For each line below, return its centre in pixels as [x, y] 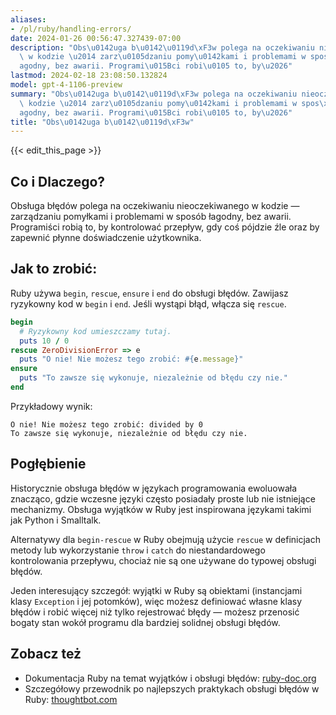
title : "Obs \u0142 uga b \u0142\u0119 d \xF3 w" [102, 122]
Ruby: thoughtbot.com [71, 699]
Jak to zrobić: [54, 269]
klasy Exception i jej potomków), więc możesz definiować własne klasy [156, 601]
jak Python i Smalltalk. [56, 520]
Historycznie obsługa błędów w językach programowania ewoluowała [154, 488]
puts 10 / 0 [44, 341]
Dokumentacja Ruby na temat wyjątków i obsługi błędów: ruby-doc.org [170, 678]
